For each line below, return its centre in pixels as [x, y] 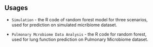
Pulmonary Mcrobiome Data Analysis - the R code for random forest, [79, 34]
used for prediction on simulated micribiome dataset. [64, 25]
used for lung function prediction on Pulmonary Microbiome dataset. [80, 39]
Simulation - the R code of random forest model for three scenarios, [80, 19]
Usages [16, 8]
